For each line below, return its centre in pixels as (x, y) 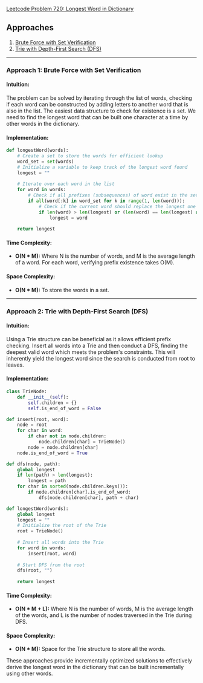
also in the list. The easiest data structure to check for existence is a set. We (101, 111)
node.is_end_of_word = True (52, 453)
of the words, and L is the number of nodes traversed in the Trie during (103, 615)
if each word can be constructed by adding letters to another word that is (97, 104)
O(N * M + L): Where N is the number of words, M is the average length (104, 609)
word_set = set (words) (46, 162)
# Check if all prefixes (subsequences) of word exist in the (108, 195)
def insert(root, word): (37, 419)
